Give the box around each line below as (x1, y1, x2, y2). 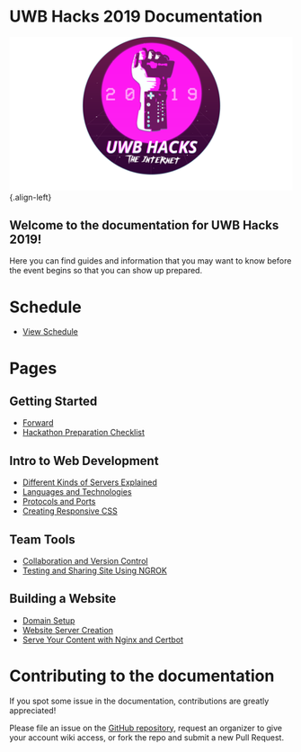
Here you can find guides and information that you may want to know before (9, 255, 292, 266)
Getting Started (9, 393, 98, 408)
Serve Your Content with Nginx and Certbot (22, 634, 184, 645)
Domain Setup (22, 614, 75, 626)
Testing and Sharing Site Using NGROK (22, 565, 168, 576)
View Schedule (22, 327, 78, 337)
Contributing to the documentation (9, 666, 275, 685)
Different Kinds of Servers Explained (22, 477, 157, 488)
